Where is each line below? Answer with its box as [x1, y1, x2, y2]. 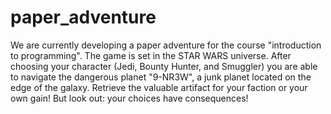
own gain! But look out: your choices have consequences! [10, 92, 249, 104]
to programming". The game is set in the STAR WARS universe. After [10, 49, 292, 61]
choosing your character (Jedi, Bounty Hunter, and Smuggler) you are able [10, 60, 318, 72]
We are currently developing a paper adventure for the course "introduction [10, 39, 322, 51]
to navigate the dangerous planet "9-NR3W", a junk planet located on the [10, 71, 312, 83]
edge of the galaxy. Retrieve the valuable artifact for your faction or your [10, 81, 308, 93]
